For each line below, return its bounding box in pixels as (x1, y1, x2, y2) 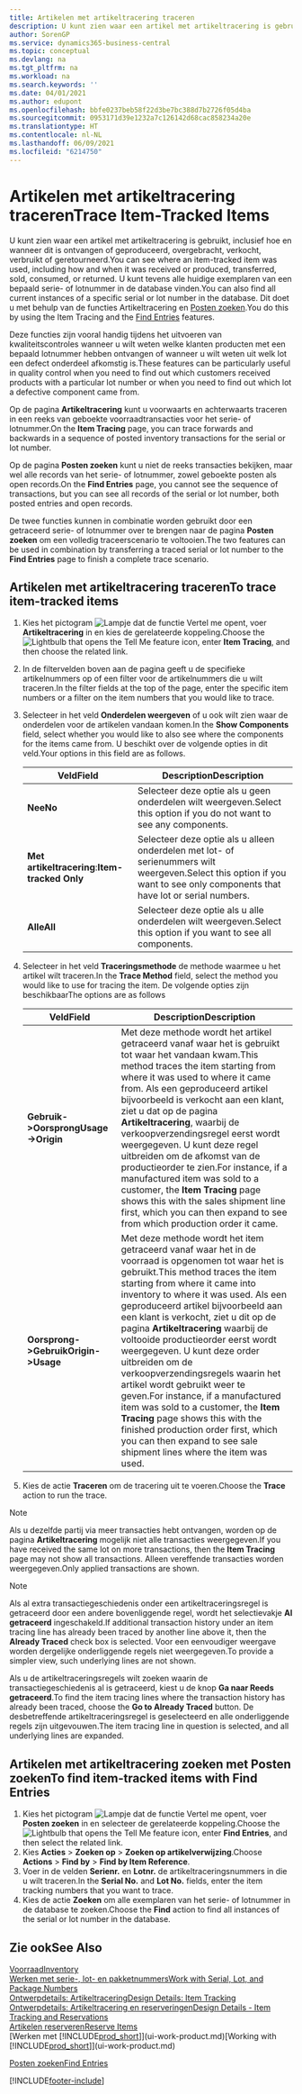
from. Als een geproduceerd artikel (120, 1083, 268, 1095)
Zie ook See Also (9, 1940, 102, 1955)
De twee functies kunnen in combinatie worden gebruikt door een (9, 515, 253, 526)
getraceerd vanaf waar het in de (120, 1244, 256, 1256)
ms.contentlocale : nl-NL (9, 131, 102, 140)
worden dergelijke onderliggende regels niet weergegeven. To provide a (9, 1645, 274, 1657)
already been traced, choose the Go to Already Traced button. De (9, 1701, 254, 1712)
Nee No (26, 802, 58, 814)
